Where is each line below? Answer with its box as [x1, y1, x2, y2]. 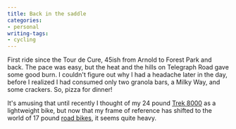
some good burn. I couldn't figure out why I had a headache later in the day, [7, 71, 228, 79]
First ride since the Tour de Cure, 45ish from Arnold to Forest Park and [7, 55, 213, 64]
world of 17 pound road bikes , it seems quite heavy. [7, 114, 157, 123]
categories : [7, 17, 42, 24]
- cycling [7, 36, 37, 43]
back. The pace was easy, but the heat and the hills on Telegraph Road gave [7, 63, 229, 72]
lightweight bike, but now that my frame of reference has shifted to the [7, 107, 213, 115]
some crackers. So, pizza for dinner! [7, 86, 113, 94]
